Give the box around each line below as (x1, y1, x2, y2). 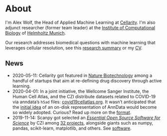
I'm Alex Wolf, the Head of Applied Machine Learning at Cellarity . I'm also (5, 19, 156, 25)
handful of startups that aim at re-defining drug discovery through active (12, 77, 162, 83)
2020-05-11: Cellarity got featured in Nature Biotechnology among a (12, 72, 153, 78)
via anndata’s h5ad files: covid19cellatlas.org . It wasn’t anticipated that (12, 99, 156, 105)
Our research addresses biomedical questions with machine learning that (5, 39, 156, 45)
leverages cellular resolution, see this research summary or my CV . (5, 45, 143, 51)
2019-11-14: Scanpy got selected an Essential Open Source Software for (12, 115, 161, 121)
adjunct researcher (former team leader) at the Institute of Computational (5, 24, 156, 30)
